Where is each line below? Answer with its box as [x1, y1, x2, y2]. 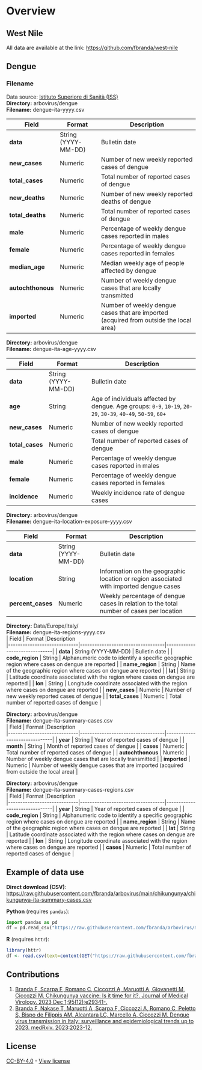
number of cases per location [99, 607, 183, 615]
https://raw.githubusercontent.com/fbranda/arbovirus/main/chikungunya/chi [6, 890, 196, 897]
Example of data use [6, 867, 84, 878]
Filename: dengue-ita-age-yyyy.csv [6, 345, 96, 352]
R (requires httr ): [6, 936, 49, 943]
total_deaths [9, 210, 46, 219]
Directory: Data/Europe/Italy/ [6, 622, 79, 629]
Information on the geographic [99, 567, 186, 575]
